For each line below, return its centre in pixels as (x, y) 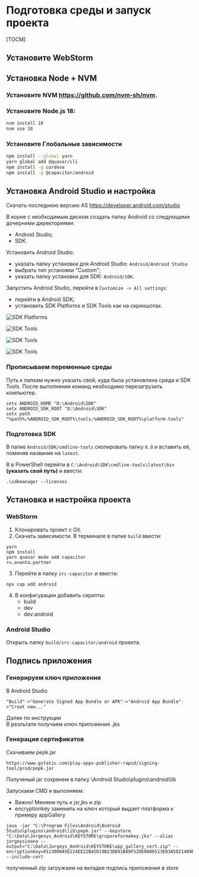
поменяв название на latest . (43, 453)
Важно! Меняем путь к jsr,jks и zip (58, 802)
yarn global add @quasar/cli (42, 161)
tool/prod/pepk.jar (30, 768)
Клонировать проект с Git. (48, 529)
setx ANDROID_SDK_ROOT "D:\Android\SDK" (57, 409)
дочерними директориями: (41, 223)
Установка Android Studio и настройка (81, 191)
